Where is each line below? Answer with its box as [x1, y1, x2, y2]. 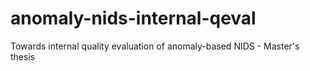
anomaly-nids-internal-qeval [10, 7, 257, 30]
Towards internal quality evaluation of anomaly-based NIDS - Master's [10, 40, 300, 52]
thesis [10, 50, 36, 62]
